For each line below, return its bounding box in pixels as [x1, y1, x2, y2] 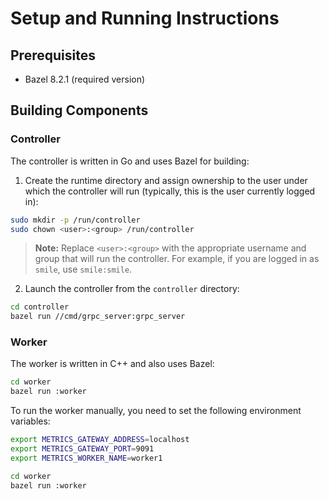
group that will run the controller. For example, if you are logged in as [34, 253, 320, 265]
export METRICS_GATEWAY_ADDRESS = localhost [10, 435, 190, 445]
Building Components [10, 102, 149, 119]
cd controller [10, 302, 70, 312]
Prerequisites [10, 47, 96, 64]
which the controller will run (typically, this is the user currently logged [24, 185, 316, 197]
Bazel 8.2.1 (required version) [24, 73, 146, 85]
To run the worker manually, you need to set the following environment [10, 405, 302, 417]
